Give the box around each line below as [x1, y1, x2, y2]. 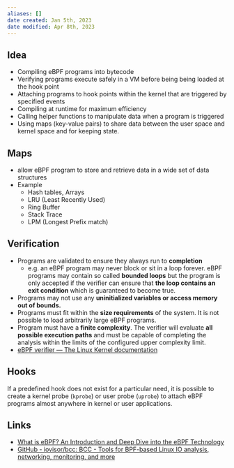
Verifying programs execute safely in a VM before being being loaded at [17, 75, 224, 84]
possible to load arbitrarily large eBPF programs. [17, 316, 157, 324]
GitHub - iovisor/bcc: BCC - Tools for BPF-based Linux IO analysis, [17, 445, 210, 454]
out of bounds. [17, 301, 61, 309]
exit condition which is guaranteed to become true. [27, 286, 176, 294]
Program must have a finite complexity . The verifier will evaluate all [17, 323, 213, 332]
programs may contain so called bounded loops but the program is [27, 271, 221, 279]
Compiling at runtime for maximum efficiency [17, 105, 147, 113]
